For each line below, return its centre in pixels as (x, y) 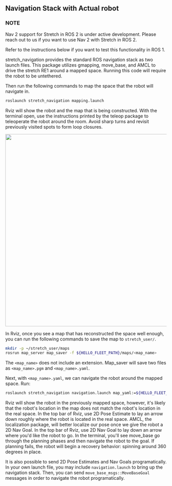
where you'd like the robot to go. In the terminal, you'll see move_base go (83, 436)
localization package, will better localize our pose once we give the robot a (84, 424)
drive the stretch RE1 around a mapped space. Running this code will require (86, 70)
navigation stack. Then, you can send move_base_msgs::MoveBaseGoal (78, 473)
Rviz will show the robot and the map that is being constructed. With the (81, 110)
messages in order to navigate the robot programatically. (65, 478)
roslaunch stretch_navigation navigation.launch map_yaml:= (71, 393)
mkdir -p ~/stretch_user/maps (38, 348)
